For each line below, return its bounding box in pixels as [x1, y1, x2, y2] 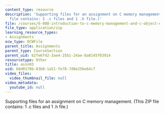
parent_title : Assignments [5, 44, 60, 49]
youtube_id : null [9, 85, 45, 90]
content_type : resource [5, 7, 54, 12]
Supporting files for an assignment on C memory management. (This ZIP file [5, 98, 160, 104]
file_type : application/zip [5, 26, 63, 30]
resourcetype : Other [5, 57, 48, 62]
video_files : [5, 71, 32, 76]
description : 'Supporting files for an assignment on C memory [5, 12, 137, 17]
